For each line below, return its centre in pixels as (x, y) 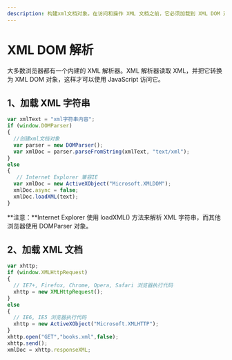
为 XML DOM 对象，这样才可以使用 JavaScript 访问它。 (86, 79)
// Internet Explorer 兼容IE (57, 177)
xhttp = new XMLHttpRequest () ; (58, 291)
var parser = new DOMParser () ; (58, 145)
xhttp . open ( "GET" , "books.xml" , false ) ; (63, 337)
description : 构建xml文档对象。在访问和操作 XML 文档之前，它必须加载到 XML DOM (114, 13)
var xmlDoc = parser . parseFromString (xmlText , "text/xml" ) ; (101, 152)
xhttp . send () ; (28, 343)
